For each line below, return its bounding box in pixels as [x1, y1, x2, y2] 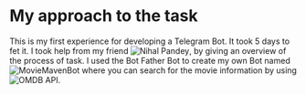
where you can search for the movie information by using [81, 65, 297, 76]
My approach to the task [9, 5, 198, 26]
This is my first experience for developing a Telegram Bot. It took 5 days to [9, 36, 290, 47]
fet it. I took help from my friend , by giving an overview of [9, 45, 287, 56]
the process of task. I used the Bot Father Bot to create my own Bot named [9, 55, 290, 66]
